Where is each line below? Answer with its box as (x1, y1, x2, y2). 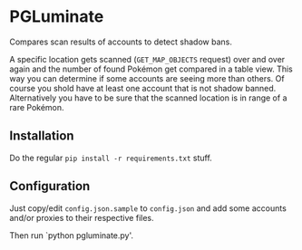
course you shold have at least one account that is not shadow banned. (9, 82, 277, 93)
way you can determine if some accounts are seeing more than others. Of (9, 72, 285, 83)
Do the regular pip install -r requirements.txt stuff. (9, 152, 213, 163)
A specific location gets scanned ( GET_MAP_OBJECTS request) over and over (9, 53, 286, 64)
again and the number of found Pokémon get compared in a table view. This (9, 63, 293, 74)
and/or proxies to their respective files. (9, 212, 154, 223)
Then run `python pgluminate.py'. (9, 229, 134, 241)
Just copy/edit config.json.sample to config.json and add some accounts (9, 202, 287, 214)
